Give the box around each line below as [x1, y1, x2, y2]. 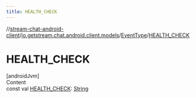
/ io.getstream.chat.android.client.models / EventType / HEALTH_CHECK [19, 31, 190, 39]
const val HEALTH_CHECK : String [6, 85, 88, 92]
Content [6, 78, 26, 85]
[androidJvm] [6, 72, 40, 79]
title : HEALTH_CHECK [6, 8, 58, 15]
